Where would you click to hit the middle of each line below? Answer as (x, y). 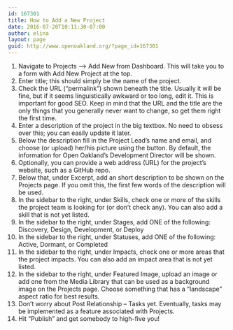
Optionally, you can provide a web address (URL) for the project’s (112, 163)
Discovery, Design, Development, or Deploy (81, 229)
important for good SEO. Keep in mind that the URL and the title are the (120, 103)
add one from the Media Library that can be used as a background (114, 281)
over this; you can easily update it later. (75, 133)
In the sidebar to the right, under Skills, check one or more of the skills (119, 200)
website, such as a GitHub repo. (64, 170)
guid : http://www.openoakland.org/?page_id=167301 (83, 46)
